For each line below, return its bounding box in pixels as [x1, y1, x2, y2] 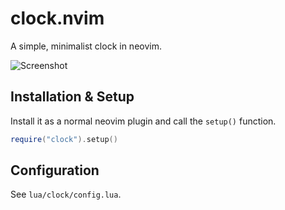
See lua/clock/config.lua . [10, 188, 122, 201]
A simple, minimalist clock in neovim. [10, 40, 162, 52]
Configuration [10, 162, 100, 179]
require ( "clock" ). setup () [10, 134, 118, 144]
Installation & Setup [10, 88, 135, 106]
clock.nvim [10, 7, 105, 30]
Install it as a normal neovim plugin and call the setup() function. [10, 115, 277, 127]
